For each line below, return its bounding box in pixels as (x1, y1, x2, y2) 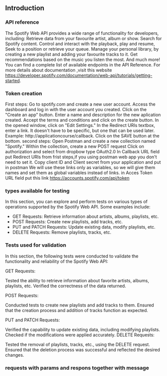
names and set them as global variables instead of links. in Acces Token (5, 170, 153, 176)
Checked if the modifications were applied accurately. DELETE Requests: (5, 332, 155, 338)
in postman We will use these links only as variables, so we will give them (5, 164, 156, 170)
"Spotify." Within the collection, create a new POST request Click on (5, 143, 144, 149)
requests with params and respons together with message (5, 364, 149, 371)
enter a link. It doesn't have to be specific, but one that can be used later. (5, 127, 155, 133)
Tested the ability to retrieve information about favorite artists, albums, (5, 277, 149, 283)
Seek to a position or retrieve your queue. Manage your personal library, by (5, 46, 159, 52)
